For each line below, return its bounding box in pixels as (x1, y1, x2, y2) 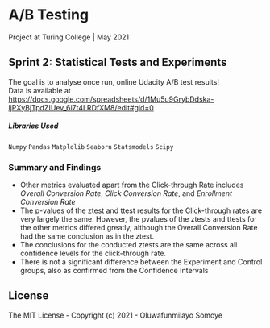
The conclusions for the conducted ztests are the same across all (19, 240, 238, 250)
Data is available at (8, 85, 71, 95)
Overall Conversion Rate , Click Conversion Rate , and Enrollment (19, 189, 232, 198)
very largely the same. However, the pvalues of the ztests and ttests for (19, 214, 257, 224)
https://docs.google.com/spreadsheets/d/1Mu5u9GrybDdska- (8, 94, 214, 104)
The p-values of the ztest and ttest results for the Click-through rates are (19, 206, 263, 215)
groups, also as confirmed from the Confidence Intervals (19, 266, 209, 276)
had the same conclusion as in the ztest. (19, 231, 155, 241)
